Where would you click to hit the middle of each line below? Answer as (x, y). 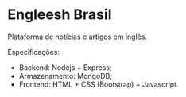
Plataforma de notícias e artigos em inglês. (77, 37)
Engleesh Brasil (60, 15)
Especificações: (34, 52)
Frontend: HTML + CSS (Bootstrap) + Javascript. (99, 84)
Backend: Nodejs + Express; (65, 67)
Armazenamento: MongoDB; (66, 76)
